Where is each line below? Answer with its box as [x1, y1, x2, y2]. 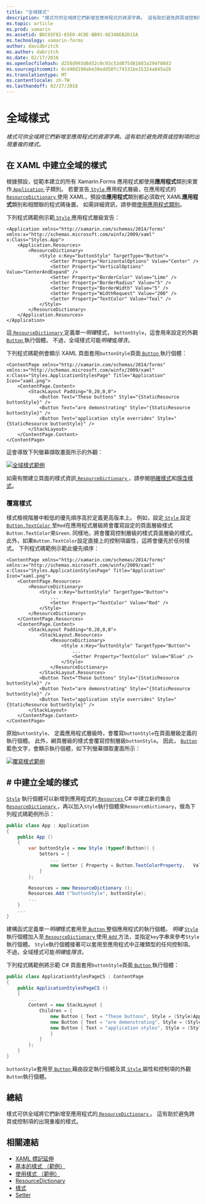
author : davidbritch [6, 44, 59, 50]
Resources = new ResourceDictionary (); [28, 884, 133, 891]
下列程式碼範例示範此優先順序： [18, 545, 99, 552]
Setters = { [39, 851, 70, 857]
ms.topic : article [6, 20, 53, 26]
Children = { [39, 1008, 72, 1014]
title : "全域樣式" [6, 9, 50, 15]
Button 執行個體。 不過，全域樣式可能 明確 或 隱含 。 [6, 336, 134, 343]
